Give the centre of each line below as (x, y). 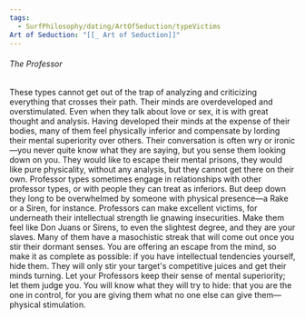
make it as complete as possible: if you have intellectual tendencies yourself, (152, 256)
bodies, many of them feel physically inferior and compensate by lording (145, 130)
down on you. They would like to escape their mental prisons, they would (146, 159)
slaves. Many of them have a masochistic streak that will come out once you (152, 236)
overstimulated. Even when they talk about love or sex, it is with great (139, 111)
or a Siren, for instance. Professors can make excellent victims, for (133, 208)
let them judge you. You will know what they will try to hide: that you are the (151, 285)
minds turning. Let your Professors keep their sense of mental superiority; (148, 275)
